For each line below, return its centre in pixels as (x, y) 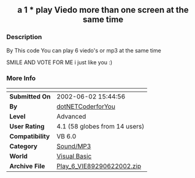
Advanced (71, 116)
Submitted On (30, 96)
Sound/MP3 (74, 146)
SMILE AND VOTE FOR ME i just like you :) (59, 62)
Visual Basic (74, 156)
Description (24, 37)
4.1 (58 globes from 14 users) (101, 126)
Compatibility (30, 136)
